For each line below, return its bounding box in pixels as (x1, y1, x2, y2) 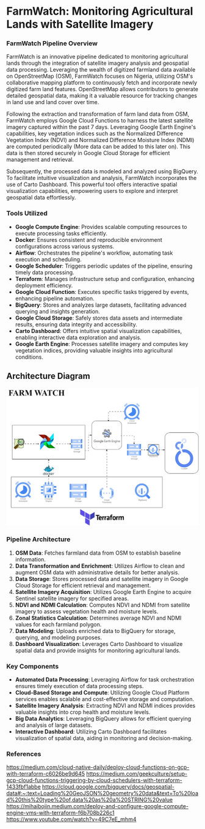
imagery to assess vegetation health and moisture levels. (15, 607, 159, 615)
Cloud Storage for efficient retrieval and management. (15, 582, 151, 589)
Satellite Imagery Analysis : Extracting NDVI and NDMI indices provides (15, 702, 196, 709)
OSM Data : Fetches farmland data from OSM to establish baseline (15, 549, 181, 557)
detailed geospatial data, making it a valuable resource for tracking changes (6, 92, 197, 99)
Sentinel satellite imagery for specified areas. (15, 595, 129, 602)
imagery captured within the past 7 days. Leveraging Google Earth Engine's (6, 124, 196, 131)
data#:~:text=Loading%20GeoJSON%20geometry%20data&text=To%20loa (6, 790, 199, 797)
